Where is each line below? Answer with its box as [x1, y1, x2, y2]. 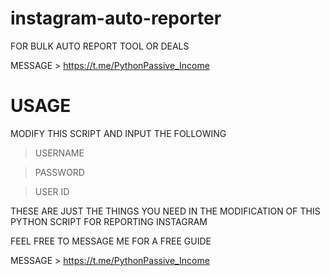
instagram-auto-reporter [10, 7, 222, 30]
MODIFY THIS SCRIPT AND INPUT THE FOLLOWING [10, 127, 227, 139]
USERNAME [34, 147, 85, 159]
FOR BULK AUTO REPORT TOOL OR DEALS [10, 40, 190, 52]
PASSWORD [34, 166, 85, 178]
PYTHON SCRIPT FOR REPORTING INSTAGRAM [10, 215, 208, 227]
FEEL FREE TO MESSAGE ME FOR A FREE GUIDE [10, 235, 212, 247]
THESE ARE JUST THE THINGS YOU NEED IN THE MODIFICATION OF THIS [10, 205, 321, 217]
